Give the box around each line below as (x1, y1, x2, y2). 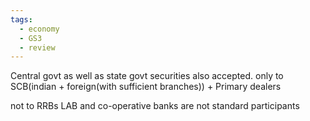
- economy (19, 24, 60, 34)
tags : (10, 14, 33, 25)
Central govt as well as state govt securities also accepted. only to (10, 70, 284, 82)
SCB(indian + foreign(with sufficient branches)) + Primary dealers (10, 81, 282, 93)
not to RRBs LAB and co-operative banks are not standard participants (10, 100, 300, 112)
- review (19, 42, 56, 53)
